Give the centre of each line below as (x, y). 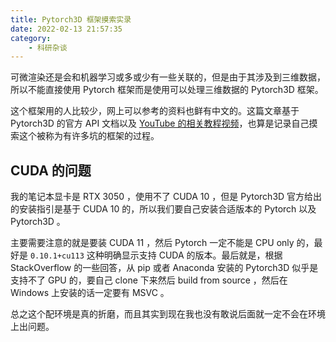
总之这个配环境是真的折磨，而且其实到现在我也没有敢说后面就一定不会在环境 (168, 314)
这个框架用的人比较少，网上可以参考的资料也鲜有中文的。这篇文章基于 (155, 111)
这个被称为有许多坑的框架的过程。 (89, 136)
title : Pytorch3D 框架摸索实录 (71, 19)
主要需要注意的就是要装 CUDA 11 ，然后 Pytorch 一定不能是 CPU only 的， (162, 243)
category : (31, 38)
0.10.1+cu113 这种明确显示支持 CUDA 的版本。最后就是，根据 (156, 255)
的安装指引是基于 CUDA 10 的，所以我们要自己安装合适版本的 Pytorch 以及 (163, 209)
